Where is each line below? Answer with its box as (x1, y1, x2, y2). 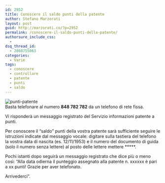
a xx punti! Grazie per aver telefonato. (5, 163, 82, 170)
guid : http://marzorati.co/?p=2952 (5, 26, 78, 30)
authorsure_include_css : (5, 35, 56, 40)
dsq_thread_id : (5, 44, 36, 49)
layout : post (5, 21, 32, 26)
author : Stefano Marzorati (5, 16, 61, 21)
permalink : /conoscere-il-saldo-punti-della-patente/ (5, 30, 118, 35)
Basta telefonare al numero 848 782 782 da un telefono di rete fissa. (5, 104, 144, 110)
